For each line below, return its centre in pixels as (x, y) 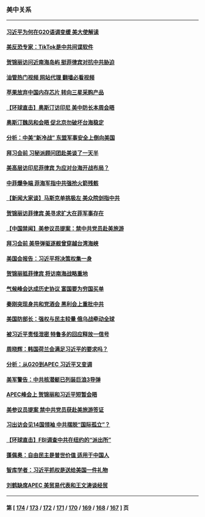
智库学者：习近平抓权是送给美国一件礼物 (57, 470)
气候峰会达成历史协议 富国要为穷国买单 (55, 289)
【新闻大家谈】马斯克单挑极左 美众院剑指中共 (63, 198)
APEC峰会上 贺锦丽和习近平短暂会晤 (52, 394)
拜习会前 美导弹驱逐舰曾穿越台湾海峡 (52, 244)
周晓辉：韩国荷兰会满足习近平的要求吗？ (57, 349)
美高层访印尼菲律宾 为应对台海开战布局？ (58, 168)
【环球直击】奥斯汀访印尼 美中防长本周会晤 (60, 107)
